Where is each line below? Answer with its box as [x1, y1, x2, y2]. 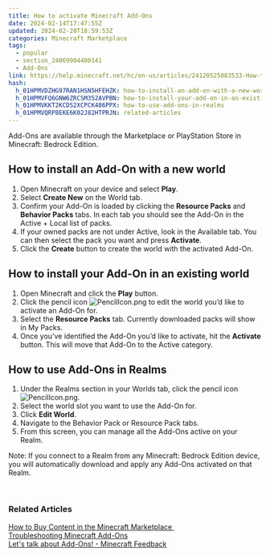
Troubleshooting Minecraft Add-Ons [8, 530, 129, 540]
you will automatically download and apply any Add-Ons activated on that [8, 460, 252, 469]
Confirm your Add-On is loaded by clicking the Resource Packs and [19, 201, 246, 211]
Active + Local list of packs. [19, 218, 112, 227]
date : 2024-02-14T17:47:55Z [8, 19, 103, 27]
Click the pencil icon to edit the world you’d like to [19, 296, 245, 306]
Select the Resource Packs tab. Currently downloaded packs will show [19, 314, 256, 324]
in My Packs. [19, 322, 63, 332]
